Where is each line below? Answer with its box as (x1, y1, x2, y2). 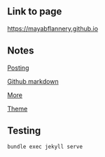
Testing (7, 125, 41, 137)
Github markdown (7, 77, 59, 85)
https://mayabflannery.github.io (7, 24, 99, 32)
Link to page (7, 6, 62, 18)
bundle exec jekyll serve (7, 144, 83, 151)
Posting (7, 63, 29, 72)
